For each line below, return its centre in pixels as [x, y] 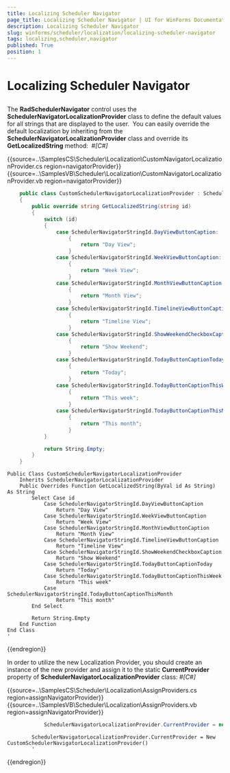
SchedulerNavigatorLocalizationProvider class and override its [98, 139]
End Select [47, 606]
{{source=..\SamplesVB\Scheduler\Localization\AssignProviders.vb [102, 705]
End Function [38, 625]
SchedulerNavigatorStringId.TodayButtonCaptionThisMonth [90, 594]
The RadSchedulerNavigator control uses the [72, 109]
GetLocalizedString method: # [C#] [57, 146]
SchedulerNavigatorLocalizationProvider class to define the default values [114, 117]
